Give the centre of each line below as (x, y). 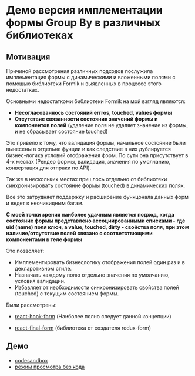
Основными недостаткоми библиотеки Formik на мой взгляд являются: (96, 101)
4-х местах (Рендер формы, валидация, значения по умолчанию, (88, 162)
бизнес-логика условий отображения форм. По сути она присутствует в (97, 155)
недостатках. (23, 90)
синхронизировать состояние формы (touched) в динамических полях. (96, 185)
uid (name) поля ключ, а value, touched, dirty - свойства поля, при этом (98, 227)
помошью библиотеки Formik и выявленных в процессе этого (84, 84)
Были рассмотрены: (31, 305)
